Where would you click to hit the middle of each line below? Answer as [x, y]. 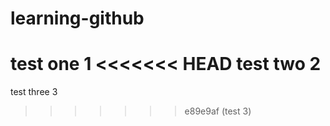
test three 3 [34, 92]
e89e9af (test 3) [218, 111]
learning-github [77, 18]
